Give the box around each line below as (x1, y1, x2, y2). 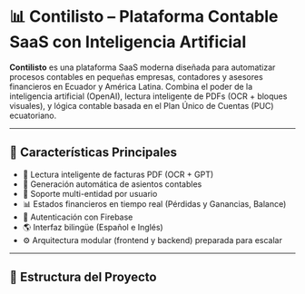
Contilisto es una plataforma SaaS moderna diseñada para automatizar (9, 62, 276, 73)
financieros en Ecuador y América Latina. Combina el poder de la (9, 81, 253, 92)
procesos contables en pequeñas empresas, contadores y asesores (9, 71, 263, 82)
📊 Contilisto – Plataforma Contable (9, 6, 279, 27)
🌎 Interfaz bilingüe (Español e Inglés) (22, 221, 163, 232)
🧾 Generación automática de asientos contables (22, 178, 202, 190)
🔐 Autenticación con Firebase (22, 211, 133, 222)
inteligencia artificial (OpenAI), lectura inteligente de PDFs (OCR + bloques (9, 91, 288, 102)
